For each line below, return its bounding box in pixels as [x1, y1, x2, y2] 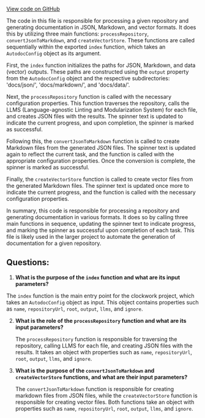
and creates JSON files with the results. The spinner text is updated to [6, 113, 184, 120]
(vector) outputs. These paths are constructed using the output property [6, 68, 189, 75]
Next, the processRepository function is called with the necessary [6, 93, 172, 100]
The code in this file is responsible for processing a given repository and [6, 17, 189, 24]
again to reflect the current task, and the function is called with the [6, 150, 174, 158]
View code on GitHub [6, 6, 60, 12]
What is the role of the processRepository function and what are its [15, 317, 187, 324]
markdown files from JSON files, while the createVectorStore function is [15, 392, 198, 399]
